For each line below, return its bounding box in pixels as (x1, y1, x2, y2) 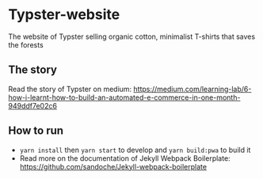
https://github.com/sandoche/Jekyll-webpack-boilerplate (19, 162, 208, 171)
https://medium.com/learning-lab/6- (133, 84, 252, 93)
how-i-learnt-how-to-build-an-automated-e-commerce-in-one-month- (8, 93, 241, 102)
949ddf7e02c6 (8, 101, 58, 110)
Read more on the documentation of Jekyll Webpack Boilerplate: (19, 153, 231, 163)
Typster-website (8, 6, 120, 24)
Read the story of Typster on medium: (8, 84, 132, 93)
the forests (8, 40, 44, 49)
